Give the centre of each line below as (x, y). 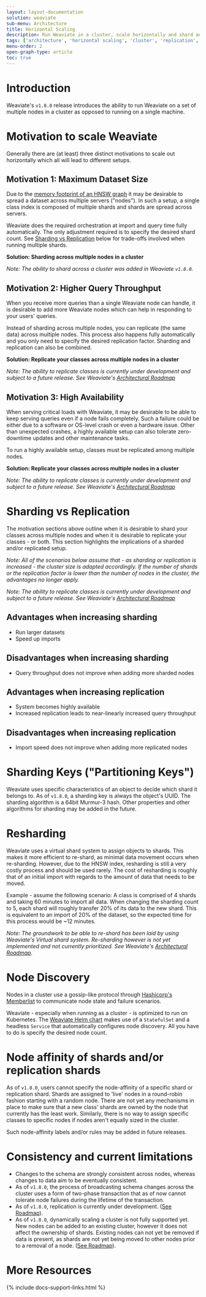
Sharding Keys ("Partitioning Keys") (100, 772)
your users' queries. (32, 316)
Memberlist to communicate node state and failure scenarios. (84, 1001)
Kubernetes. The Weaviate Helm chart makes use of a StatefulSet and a (98, 1019)
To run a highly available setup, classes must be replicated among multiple (101, 450)
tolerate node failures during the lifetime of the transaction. (90, 1200)
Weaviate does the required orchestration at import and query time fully (97, 225)
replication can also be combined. (49, 348)
